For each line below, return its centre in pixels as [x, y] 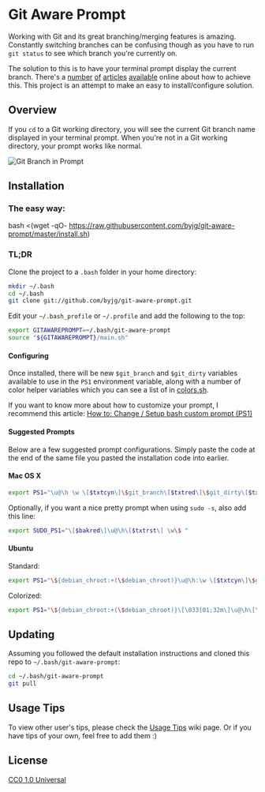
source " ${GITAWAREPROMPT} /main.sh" [68, 338]
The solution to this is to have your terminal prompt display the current [122, 68]
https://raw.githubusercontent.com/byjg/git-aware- [152, 226]
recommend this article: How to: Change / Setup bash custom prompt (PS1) [131, 414]
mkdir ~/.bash [32, 286]
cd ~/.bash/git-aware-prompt [56, 677]
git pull [22, 684]
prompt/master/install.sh [48, 234]
